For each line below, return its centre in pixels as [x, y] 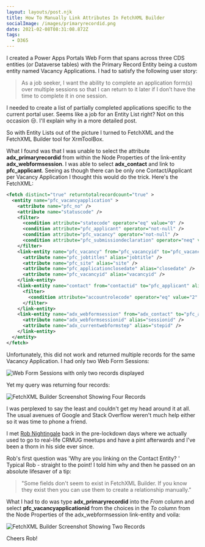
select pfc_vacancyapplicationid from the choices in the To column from [98, 508]
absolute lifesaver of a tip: [39, 471]
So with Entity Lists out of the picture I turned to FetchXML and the [90, 133]
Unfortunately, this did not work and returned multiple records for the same [101, 354]
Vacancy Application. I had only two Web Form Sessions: [78, 361]
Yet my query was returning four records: [58, 385]
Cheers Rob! [22, 538]
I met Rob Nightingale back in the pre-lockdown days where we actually [97, 433]
